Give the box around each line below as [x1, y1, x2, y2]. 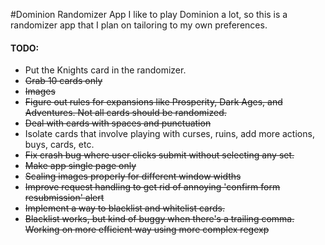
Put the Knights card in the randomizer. [24, 64, 187, 76]
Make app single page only [24, 160, 137, 172]
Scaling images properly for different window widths [24, 170, 242, 183]
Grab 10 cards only [24, 75, 103, 87]
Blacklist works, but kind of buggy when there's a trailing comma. [24, 213, 295, 225]
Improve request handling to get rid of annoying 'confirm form [24, 181, 281, 193]
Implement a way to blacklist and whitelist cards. [24, 202, 225, 214]
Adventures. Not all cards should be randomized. [24, 107, 227, 119]
